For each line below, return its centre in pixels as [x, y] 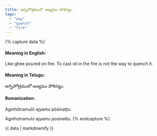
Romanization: [20, 98]
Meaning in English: [26, 53]
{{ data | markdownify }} [29, 128]
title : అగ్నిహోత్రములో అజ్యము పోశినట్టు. [39, 10]
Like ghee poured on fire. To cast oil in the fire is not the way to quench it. [79, 64]
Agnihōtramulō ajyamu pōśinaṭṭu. [38, 109]
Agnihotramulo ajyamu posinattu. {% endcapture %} [58, 118]
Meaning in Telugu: [25, 75]
